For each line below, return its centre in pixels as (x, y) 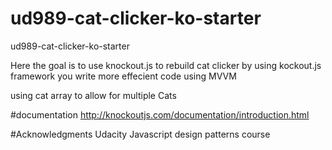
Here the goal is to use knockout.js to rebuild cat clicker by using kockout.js (166, 65)
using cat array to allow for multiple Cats (93, 95)
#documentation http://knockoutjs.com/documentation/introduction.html (160, 114)
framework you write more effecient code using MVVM (123, 76)
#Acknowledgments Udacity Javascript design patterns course (140, 134)
